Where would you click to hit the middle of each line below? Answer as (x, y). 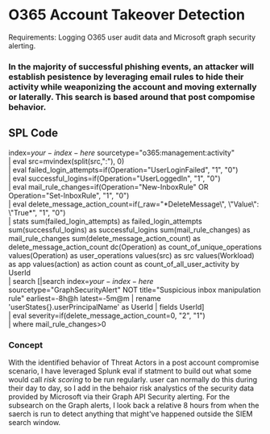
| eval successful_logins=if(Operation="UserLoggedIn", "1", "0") (114, 178)
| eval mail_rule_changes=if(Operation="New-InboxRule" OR (108, 186)
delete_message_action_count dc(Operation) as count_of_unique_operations (135, 247)
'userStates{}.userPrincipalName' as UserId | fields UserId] (106, 307)
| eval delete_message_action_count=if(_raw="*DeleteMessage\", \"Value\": (134, 204)
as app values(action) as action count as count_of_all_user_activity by (124, 264)
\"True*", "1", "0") (37, 212)
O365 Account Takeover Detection (127, 15)
